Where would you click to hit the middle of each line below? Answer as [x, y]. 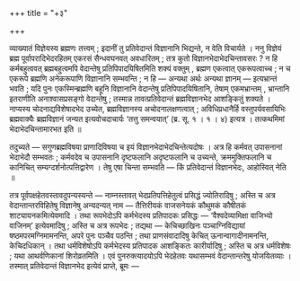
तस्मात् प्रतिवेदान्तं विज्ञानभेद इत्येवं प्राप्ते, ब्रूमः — [74, 266]
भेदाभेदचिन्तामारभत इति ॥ [45, 129]
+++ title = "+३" [39, 13]
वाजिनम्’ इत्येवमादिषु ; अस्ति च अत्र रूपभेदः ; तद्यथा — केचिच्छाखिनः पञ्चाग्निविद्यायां [127, 225]
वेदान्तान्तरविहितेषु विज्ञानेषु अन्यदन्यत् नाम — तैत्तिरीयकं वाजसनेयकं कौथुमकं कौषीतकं [128, 205]
